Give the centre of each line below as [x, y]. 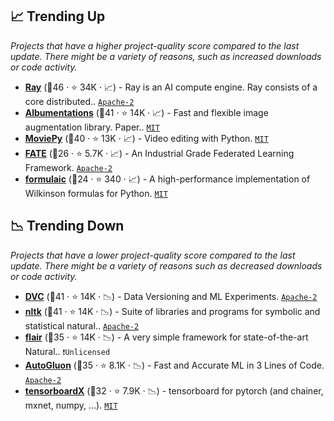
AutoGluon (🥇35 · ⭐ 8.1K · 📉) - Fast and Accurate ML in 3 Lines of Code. [174, 365]
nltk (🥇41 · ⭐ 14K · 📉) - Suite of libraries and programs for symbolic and [172, 311]
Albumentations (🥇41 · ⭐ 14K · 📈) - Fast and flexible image [146, 112]
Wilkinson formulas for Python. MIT [96, 193]
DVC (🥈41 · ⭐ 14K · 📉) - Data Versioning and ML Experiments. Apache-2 [171, 296]
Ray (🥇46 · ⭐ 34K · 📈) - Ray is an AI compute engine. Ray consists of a [171, 87]
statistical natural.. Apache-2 [82, 325]
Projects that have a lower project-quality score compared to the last [153, 255]
